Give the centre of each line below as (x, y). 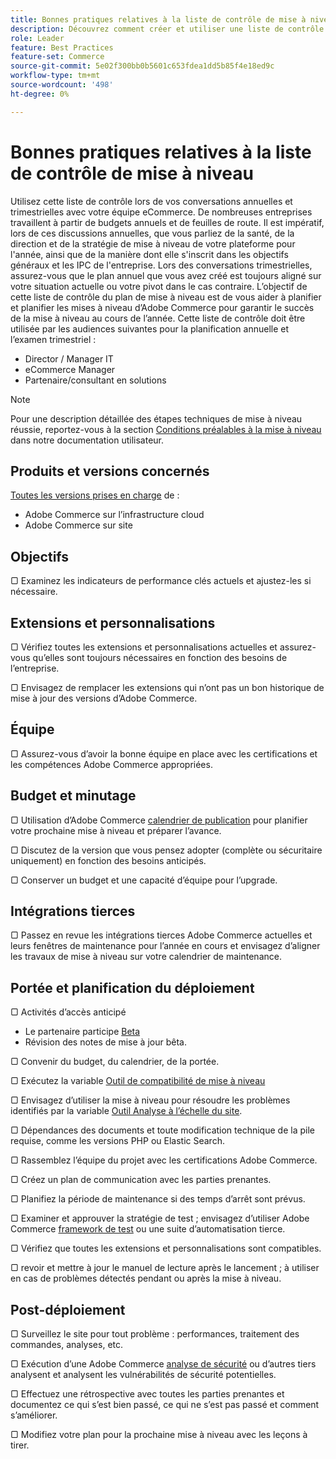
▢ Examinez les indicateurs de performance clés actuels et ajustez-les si (161, 581)
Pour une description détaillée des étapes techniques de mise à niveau (156, 418)
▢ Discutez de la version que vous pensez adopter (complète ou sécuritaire (166, 850)
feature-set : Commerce (57, 57)
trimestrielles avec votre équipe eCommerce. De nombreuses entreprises (161, 212)
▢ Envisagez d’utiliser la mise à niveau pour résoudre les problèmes (150, 1100)
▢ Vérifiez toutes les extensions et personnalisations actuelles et (144, 647)
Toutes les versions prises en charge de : (95, 495)
